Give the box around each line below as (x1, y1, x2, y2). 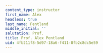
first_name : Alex (5, 12, 42, 17)
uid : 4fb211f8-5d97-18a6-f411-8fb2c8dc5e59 (5, 40, 98, 45)
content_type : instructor (5, 7, 60, 13)
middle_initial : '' (5, 26, 46, 31)
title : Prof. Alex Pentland (5, 36, 65, 41)
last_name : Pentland (5, 21, 49, 27)
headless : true (5, 17, 37, 22)
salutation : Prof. (5, 31, 44, 36)
